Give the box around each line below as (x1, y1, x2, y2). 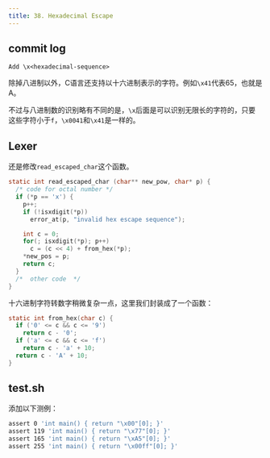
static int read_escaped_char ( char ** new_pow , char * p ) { (8, 178, 211, 186)
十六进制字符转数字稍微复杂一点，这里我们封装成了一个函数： (8, 298, 214, 307)
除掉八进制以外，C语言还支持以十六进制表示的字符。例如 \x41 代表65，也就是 (8, 78, 263, 88)
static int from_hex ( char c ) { (8, 314, 114, 323)
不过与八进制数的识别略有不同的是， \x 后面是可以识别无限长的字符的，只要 (8, 106, 256, 115)
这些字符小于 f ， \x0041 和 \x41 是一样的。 (8, 115, 140, 125)
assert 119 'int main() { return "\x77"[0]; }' (8, 427, 172, 435)
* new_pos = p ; (23, 252, 70, 260)
